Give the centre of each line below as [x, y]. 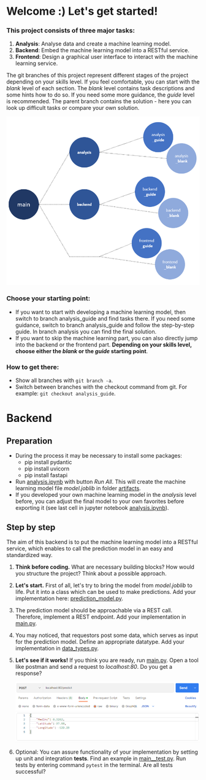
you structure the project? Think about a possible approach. [91, 573]
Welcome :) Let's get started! [82, 11]
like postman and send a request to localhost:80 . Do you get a [94, 666]
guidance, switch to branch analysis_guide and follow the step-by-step [105, 325]
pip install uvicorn [47, 469]
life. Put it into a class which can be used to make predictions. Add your [105, 591]
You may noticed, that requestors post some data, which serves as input [106, 635]
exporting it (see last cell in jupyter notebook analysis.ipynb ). [92, 508]
